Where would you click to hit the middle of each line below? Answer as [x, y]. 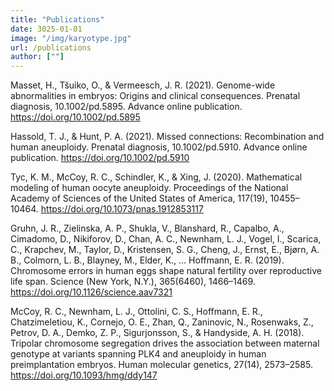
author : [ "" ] [37, 57]
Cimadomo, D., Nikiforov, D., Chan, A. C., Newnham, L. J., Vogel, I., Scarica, [166, 239]
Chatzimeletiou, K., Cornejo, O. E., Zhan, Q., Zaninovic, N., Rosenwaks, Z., [162, 322]
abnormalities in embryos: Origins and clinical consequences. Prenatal [155, 96]
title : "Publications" [57, 19]
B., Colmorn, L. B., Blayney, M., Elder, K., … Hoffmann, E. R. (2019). [147, 260]
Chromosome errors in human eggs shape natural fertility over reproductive [166, 271]
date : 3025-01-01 [46, 29]
